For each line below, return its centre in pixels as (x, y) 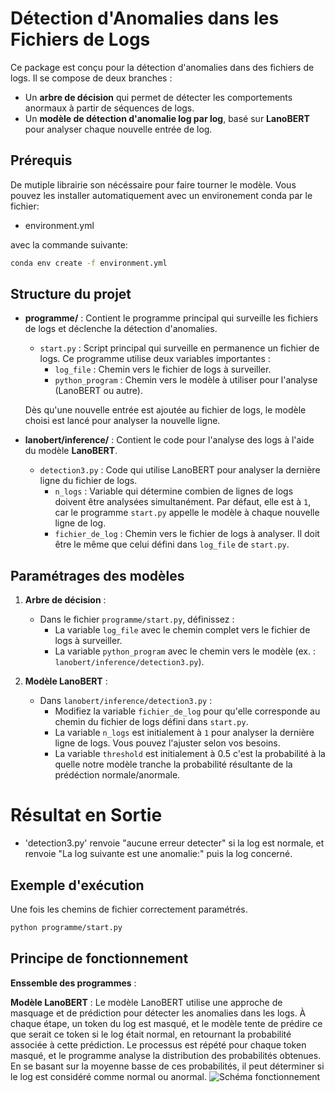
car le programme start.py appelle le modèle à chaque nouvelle (187, 513)
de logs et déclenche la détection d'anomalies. (121, 329)
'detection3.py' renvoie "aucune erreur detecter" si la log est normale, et (174, 843)
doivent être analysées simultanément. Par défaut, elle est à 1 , (183, 502)
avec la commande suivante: (69, 244)
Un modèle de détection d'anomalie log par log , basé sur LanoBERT (167, 118)
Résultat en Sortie (86, 815)
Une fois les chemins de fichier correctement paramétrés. (129, 909)
